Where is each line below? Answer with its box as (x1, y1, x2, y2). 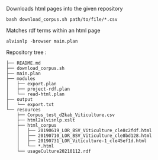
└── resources (6, 107, 41, 113)
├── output (6, 97, 33, 103)
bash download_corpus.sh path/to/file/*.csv (6, 17, 118, 23)
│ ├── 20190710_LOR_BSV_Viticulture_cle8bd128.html (17, 133, 152, 139)
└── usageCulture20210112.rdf (17, 148, 92, 154)
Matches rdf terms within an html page (6, 27, 101, 34)
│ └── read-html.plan (6, 91, 65, 97)
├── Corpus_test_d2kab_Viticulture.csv (17, 112, 115, 118)
